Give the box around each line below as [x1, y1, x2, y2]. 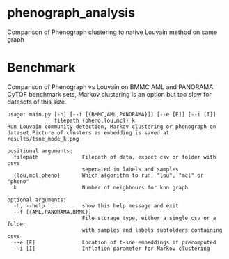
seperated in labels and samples [81, 166, 179, 173]
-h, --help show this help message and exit [13, 202, 179, 210]
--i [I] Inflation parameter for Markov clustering [13, 245, 210, 252]
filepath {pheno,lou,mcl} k [54, 117, 136, 124]
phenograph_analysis [7, 5, 136, 21]
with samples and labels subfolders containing [81, 226, 223, 234]
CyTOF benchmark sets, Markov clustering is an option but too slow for [7, 90, 212, 98]
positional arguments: [7, 148, 73, 155]
